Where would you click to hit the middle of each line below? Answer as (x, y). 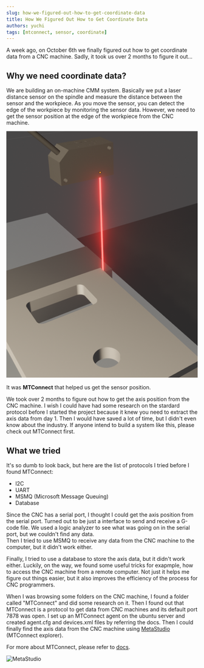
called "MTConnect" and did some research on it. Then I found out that (95, 603)
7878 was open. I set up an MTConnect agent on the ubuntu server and (96, 616)
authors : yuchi (25, 26)
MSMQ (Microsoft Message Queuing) (62, 496)
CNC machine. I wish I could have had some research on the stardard (93, 406)
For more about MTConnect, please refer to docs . (68, 647)
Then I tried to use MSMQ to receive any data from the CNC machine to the (100, 541)
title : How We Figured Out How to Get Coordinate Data (77, 19)
